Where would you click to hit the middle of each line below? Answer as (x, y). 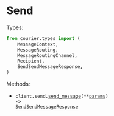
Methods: (18, 84)
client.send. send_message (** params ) (62, 97)
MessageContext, (38, 44)
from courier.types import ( (43, 38)
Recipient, (31, 61)
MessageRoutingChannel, (48, 55)
